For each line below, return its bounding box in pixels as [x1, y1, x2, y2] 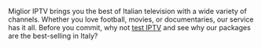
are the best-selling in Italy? [8, 31, 98, 40]
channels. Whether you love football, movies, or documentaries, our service [8, 15, 254, 24]
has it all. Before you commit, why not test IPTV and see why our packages [8, 23, 251, 32]
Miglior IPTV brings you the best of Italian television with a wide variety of [8, 7, 247, 15]
